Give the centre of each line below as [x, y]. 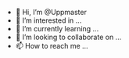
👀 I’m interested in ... [48, 20]
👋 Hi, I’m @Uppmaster [51, 12]
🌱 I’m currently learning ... [57, 29]
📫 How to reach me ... [52, 46]
